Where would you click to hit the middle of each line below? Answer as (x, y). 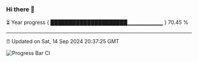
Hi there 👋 (21, 9)
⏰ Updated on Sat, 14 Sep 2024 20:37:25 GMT (63, 42)
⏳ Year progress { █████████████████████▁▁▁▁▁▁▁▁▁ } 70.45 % (97, 22)
